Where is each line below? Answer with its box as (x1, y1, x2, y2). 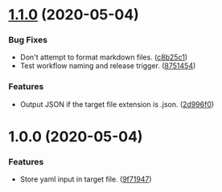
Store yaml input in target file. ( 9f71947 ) (19, 174, 152, 184)
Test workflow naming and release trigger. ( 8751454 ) (19, 61, 196, 71)
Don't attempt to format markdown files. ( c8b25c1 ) (19, 52, 187, 62)
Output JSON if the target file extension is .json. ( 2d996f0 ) (19, 99, 215, 109)
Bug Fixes (8, 35, 48, 46)
